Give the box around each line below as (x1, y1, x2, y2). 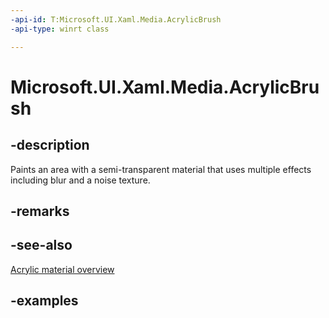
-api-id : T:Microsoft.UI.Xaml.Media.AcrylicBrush (10, 14, 222, 25)
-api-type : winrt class (10, 24, 110, 34)
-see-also (10, 237, 73, 254)
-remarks (10, 202, 70, 220)
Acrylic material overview (10, 263, 115, 275)
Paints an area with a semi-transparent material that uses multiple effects (10, 163, 312, 175)
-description (10, 137, 90, 154)
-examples (10, 292, 79, 310)
